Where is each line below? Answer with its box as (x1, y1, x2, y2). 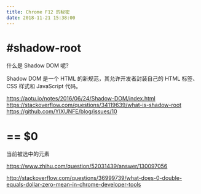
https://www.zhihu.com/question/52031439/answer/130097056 (6, 163, 168, 170)
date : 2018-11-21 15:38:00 (6, 15, 76, 21)
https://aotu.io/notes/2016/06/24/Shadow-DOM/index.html (6, 95, 156, 102)
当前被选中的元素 (6, 151, 50, 158)
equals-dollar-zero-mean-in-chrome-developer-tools (6, 181, 141, 188)
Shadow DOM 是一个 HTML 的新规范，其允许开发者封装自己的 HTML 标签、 (6, 75, 199, 83)
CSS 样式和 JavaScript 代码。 (6, 83, 82, 90)
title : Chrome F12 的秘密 (6, 9, 70, 15)
